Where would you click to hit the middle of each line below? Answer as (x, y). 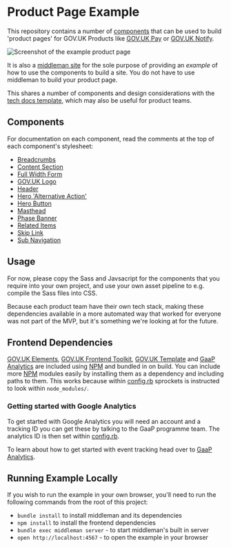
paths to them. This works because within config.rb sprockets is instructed (113, 381)
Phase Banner (37, 218)
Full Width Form (40, 174)
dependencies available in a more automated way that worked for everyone (114, 314)
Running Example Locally (63, 479)
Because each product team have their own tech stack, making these (106, 306)
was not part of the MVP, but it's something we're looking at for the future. (113, 321)
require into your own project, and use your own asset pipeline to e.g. (106, 285)
